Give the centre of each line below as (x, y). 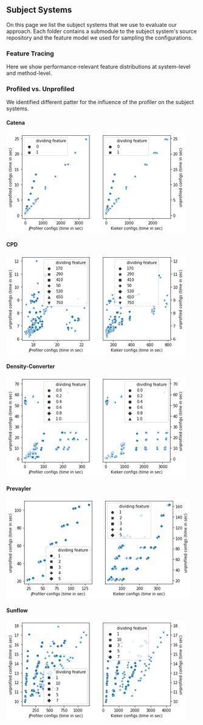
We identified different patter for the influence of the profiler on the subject (100, 102)
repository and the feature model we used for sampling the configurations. (100, 37)
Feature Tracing (30, 53)
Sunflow (17, 610)
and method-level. (29, 73)
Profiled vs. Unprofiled (40, 89)
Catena (16, 122)
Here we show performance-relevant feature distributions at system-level (98, 67)
